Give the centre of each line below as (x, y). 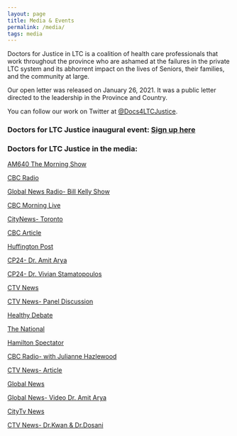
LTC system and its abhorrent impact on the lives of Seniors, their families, (116, 69)
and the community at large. (49, 77)
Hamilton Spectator (35, 343)
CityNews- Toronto (35, 219)
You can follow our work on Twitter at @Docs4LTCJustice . (93, 111)
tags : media (25, 34)
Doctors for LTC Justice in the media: (73, 149)
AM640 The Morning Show (47, 164)
